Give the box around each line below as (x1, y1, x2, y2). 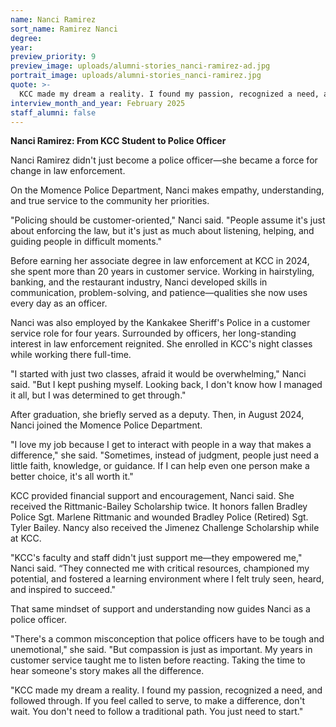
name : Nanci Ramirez (10, 14, 97, 25)
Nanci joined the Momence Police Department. (10, 419, 203, 431)
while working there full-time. (10, 349, 132, 361)
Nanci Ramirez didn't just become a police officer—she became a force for (10, 154, 318, 166)
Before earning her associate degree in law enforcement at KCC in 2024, (10, 255, 310, 267)
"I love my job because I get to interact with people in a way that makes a (10, 439, 312, 451)
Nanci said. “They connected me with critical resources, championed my (10, 562, 310, 575)
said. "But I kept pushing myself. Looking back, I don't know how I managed (10, 379, 323, 391)
